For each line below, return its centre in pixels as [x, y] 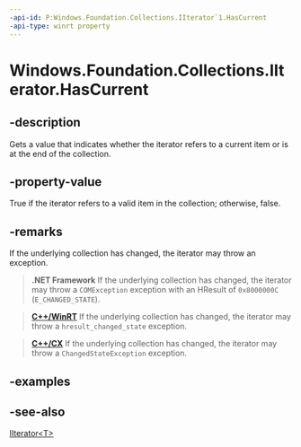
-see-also [37, 412]
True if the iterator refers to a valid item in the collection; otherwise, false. [145, 204]
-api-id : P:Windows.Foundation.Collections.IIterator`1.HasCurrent [138, 18]
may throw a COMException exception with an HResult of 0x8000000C [155, 290]
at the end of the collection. [60, 153]
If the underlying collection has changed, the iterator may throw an [133, 253]
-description [45, 123]
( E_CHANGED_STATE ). [66, 299]
